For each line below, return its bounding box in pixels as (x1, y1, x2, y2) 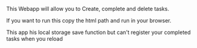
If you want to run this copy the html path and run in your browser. (6, 17, 172, 24)
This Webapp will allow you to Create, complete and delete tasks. (6, 5, 170, 12)
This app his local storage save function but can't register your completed (6, 29, 191, 36)
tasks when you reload (6, 35, 63, 42)
